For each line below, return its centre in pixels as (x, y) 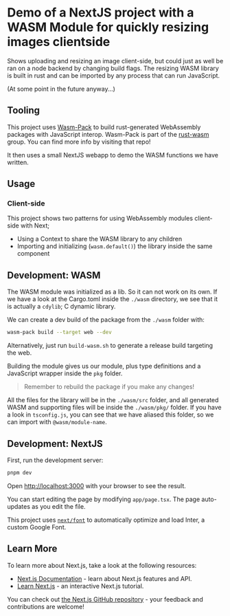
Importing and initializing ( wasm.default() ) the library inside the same (115, 246)
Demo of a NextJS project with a (101, 13)
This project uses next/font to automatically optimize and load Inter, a (106, 520)
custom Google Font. (37, 527)
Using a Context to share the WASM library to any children (100, 239)
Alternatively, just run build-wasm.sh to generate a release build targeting (110, 346)
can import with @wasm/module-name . (57, 422)
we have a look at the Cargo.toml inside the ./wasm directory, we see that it (113, 299)
